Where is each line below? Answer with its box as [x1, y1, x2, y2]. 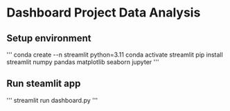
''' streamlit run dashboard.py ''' [6, 96, 98, 104]
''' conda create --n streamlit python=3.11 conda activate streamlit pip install [6, 50, 223, 59]
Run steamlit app [6, 78, 81, 90]
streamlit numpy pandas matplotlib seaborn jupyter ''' [6, 58, 159, 66]
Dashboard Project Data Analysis [6, 5, 201, 21]
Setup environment [6, 32, 91, 44]
